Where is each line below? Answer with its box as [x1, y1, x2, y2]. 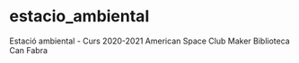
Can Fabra [9, 44, 48, 55]
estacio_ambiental [9, 6, 150, 27]
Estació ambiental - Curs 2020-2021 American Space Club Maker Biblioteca [9, 35, 290, 46]
